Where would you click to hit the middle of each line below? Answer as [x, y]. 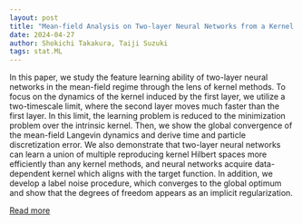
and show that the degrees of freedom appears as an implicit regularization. [151, 193]
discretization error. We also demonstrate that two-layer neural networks [145, 145]
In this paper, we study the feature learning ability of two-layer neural [139, 77]
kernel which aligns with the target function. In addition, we [163, 174]
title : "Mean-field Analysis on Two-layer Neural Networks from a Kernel [152, 26]
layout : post [34, 18]
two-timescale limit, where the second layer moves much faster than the [145, 106]
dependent [30, 174]
